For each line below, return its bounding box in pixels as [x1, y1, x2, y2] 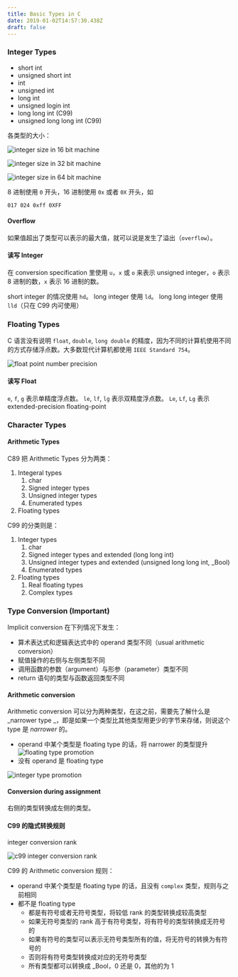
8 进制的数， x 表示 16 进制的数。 [7, 277, 103, 286]
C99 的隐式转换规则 [7, 822, 65, 830]
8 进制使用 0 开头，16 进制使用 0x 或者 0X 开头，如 [7, 187, 154, 196]
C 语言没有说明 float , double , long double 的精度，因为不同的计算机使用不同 [7, 336, 232, 345]
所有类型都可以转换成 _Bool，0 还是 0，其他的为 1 [28, 961, 174, 970]
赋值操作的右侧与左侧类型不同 [17, 656, 105, 664]
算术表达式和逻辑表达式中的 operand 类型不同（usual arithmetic [17, 638, 205, 647]
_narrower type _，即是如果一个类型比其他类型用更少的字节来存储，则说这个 [7, 716, 231, 725]
